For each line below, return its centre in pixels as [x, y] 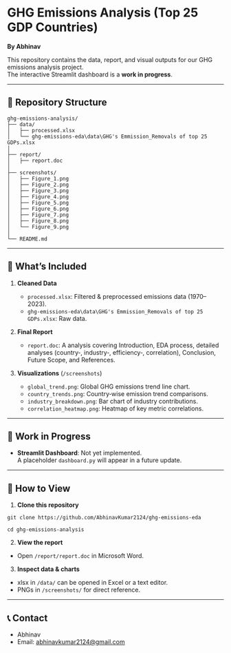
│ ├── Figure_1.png [38, 178]
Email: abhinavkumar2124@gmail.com [71, 642]
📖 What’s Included [47, 267]
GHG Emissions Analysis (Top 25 [103, 13]
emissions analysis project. [45, 67]
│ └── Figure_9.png [38, 227]
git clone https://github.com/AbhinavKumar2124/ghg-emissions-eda [104, 518]
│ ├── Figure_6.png [38, 209]
